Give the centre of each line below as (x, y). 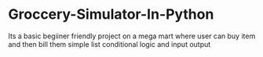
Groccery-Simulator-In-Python (111, 14)
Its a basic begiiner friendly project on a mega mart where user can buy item (132, 36)
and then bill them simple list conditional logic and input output (110, 44)
